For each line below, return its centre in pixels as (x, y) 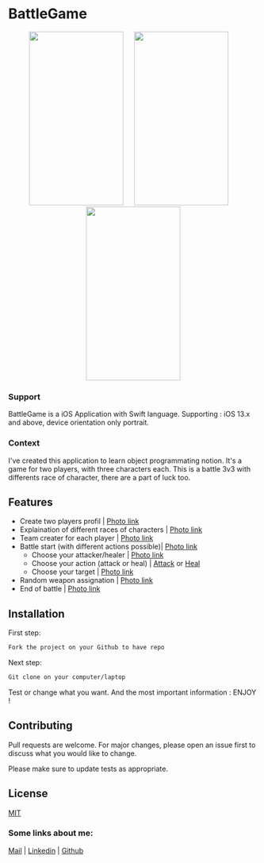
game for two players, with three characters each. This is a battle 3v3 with (130, 468)
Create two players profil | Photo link (79, 522)
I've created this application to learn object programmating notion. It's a (125, 460)
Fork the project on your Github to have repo (86, 648)
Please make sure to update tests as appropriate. (88, 769)
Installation (36, 613)
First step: (25, 633)
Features (31, 502)
